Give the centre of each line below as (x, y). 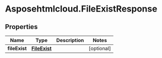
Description (70, 40)
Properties (21, 27)
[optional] (100, 48)
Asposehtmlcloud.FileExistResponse (81, 9)
